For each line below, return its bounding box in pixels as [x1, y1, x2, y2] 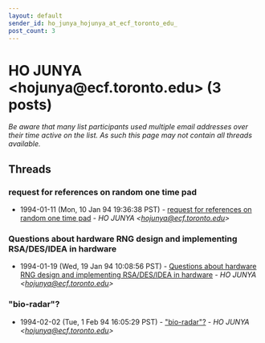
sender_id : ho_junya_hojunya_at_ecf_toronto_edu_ [8, 19, 178, 27]
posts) [8, 96, 52, 113]
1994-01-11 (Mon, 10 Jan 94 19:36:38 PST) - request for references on [19, 205, 252, 214]
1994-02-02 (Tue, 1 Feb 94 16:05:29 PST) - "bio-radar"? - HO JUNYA [19, 316, 251, 326]
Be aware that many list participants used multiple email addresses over [8, 122, 249, 132]
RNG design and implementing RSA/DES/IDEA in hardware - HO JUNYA [19, 270, 257, 280]
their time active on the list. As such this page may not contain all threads [8, 130, 253, 141]
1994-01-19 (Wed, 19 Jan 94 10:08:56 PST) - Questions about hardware [19, 262, 257, 272]
